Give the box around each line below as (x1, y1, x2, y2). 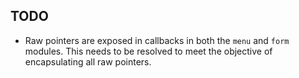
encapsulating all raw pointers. (24, 55, 152, 68)
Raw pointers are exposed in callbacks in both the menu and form (24, 34, 290, 46)
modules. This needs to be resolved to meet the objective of (24, 45, 273, 57)
